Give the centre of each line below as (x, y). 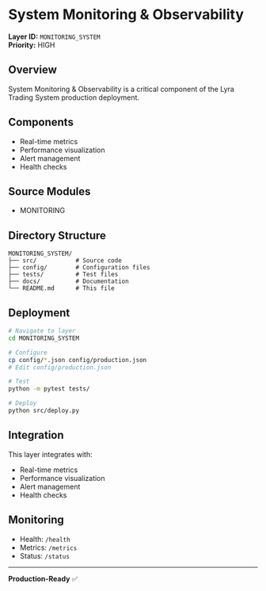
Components (41, 122)
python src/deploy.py (44, 410)
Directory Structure (57, 235)
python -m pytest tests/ (49, 389)
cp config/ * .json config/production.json (78, 360)
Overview (33, 70)
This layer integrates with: (50, 454)
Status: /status (44, 555)
